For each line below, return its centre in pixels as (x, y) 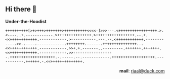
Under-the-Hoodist (26, 21)
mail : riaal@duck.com (142, 70)
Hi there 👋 (21, 9)
